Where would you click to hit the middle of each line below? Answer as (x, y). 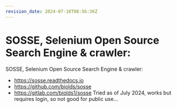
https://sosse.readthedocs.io (49, 80)
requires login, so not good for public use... (66, 99)
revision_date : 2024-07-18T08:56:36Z (52, 11)
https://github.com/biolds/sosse (53, 86)
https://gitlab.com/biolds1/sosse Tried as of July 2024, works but (93, 93)
